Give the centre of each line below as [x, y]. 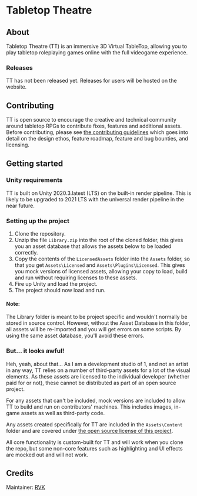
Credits [20, 473]
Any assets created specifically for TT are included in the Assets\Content [94, 424]
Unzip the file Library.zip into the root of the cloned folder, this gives [99, 240]
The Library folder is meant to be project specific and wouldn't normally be [97, 317]
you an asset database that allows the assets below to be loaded [93, 246]
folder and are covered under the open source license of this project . [90, 430]
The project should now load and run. [60, 291]
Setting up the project [38, 221]
